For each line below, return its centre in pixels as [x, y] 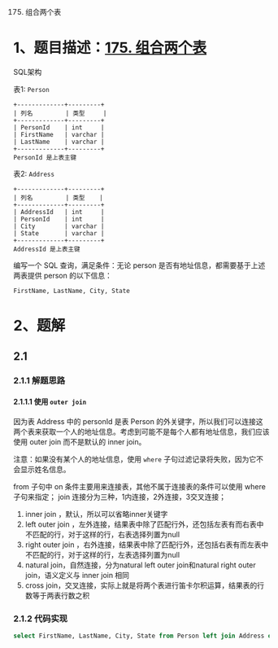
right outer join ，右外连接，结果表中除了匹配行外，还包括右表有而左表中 [147, 545]
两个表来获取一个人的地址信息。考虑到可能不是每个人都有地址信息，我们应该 [141, 431]
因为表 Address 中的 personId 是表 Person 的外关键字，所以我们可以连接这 [138, 421]
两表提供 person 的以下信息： [63, 275]
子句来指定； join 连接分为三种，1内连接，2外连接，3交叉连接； [120, 497]
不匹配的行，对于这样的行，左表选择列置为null [102, 554]
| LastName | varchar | [59, 142]
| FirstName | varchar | [59, 134]
